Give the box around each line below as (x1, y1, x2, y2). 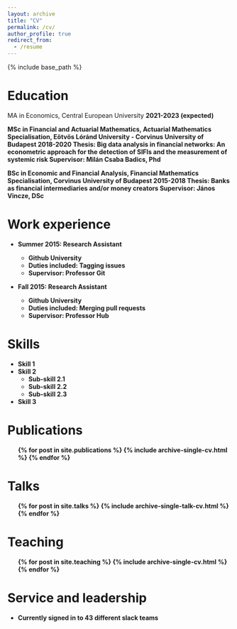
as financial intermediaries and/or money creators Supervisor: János (7, 184, 216, 192)
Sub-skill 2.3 (28, 390, 67, 398)
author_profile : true (7, 30, 72, 38)
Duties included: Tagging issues (28, 261, 126, 270)
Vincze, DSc (7, 191, 45, 199)
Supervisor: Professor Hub (28, 311, 109, 319)
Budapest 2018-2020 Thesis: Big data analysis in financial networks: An (7, 140, 226, 148)
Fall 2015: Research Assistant (17, 282, 108, 291)
